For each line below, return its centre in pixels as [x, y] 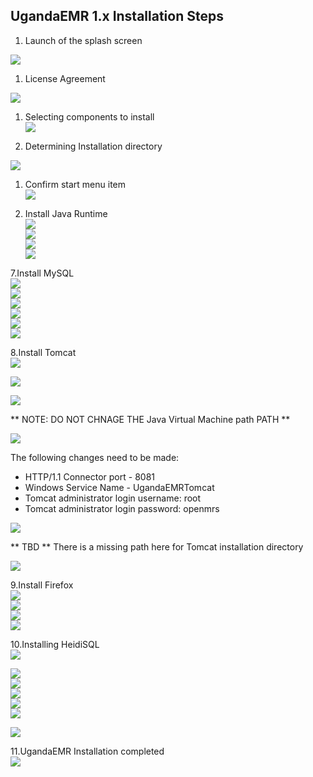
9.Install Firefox [42, 585]
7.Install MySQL [42, 273]
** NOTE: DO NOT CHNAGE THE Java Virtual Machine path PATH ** [150, 419]
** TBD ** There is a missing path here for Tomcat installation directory [157, 546]
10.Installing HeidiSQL [55, 644]
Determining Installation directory [93, 146]
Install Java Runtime [66, 213]
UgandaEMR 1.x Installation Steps [117, 16]
